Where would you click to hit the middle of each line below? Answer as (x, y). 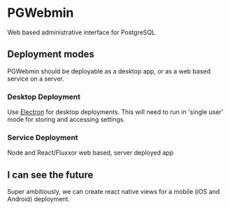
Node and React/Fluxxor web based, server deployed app (90, 153)
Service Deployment (43, 137)
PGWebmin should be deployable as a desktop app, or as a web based (109, 71)
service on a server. (36, 78)
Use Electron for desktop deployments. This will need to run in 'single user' (115, 112)
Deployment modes (51, 54)
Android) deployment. (38, 199)
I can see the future (50, 175)
